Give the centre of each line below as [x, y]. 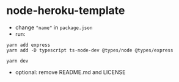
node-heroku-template [66, 11]
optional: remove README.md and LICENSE [70, 72]
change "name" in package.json [54, 27]
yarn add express [28, 45]
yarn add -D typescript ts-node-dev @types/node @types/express [90, 50]
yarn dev [17, 61]
